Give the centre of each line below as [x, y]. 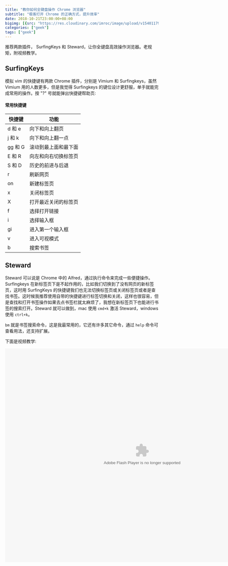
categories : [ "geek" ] [27, 28]
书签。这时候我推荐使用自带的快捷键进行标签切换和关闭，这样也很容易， [82, 296]
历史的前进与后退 [49, 166]
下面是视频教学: [21, 341]
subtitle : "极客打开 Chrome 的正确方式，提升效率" [52, 14]
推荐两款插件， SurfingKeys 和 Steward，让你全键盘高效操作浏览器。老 [76, 47]
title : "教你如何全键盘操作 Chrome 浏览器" [46, 10]
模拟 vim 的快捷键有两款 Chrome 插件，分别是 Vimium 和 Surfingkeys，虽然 [81, 81]
